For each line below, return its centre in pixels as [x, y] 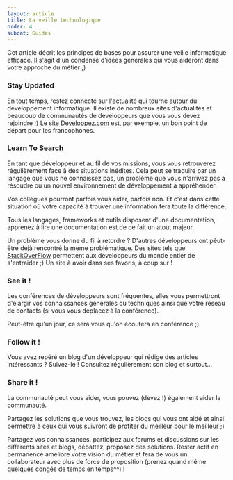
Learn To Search [35, 148]
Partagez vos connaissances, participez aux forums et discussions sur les [113, 439]
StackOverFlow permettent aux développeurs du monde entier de [101, 255]
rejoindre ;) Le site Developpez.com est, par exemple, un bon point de [107, 123]
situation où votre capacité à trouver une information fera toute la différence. [117, 206]
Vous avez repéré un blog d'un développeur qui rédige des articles [103, 357]
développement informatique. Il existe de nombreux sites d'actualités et [110, 108]
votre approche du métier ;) [47, 67]
